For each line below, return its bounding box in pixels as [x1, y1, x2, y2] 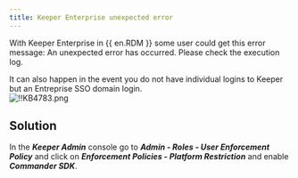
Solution [9, 118, 57, 133]
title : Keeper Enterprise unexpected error [9, 12, 174, 22]
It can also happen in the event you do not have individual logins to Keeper [9, 73, 284, 85]
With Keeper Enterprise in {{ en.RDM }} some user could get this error [9, 37, 266, 48]
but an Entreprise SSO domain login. [9, 83, 143, 93]
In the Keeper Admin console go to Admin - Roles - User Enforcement [9, 142, 270, 152]
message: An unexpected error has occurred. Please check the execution [9, 46, 280, 58]
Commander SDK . [9, 161, 78, 172]
